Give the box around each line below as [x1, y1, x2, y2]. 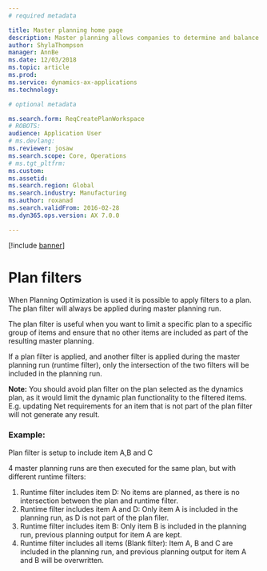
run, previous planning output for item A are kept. [19, 529, 182, 539]
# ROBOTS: [8, 122, 42, 131]
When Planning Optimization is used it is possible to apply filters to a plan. [8, 295, 252, 304]
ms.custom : [8, 167, 45, 175]
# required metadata [8, 11, 78, 20]
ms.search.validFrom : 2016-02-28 [8, 204, 120, 212]
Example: [8, 429, 46, 440]
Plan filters [8, 268, 82, 287]
